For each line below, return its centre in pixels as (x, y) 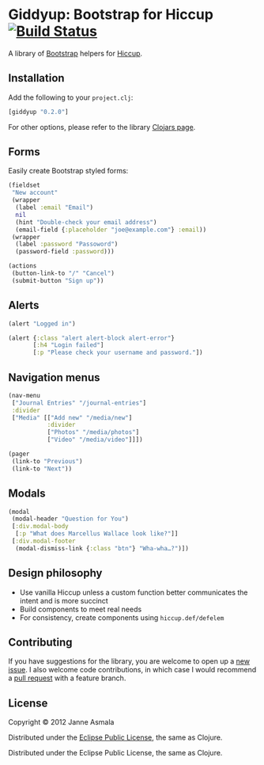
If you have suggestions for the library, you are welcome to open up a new (129, 661)
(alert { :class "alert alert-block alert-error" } (92, 338)
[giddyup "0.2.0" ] (38, 112)
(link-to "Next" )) (42, 469)
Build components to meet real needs (81, 609)
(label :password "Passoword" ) (67, 244)
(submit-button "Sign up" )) (58, 280)
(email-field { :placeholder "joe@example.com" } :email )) (111, 230)
